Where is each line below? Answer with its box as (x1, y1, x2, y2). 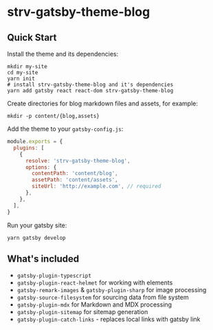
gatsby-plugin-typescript (16, 273, 91, 280)
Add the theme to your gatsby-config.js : (7, 125, 124, 133)
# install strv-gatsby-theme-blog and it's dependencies (7, 81, 174, 88)
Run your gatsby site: (7, 221, 67, 229)
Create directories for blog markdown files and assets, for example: (7, 99, 198, 107)
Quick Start (7, 32, 57, 43)
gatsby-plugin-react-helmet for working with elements (16, 278, 173, 287)
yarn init (7, 75, 36, 82)
